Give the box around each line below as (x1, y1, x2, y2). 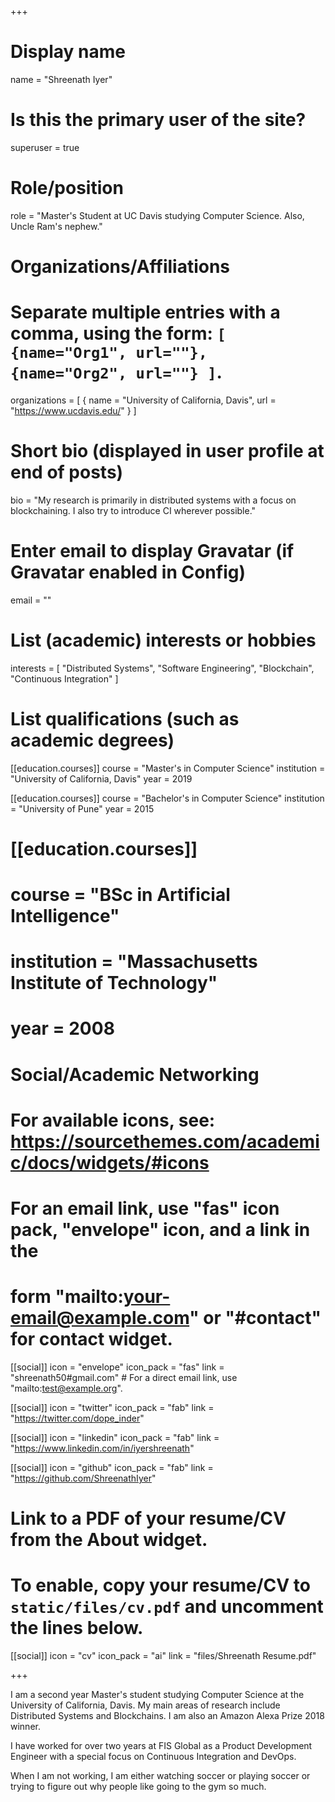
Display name (10, 41, 126, 63)
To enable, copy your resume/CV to (10, 1574, 311, 1597)
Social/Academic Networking (10, 1063, 260, 1086)
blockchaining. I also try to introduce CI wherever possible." (10, 504, 257, 516)
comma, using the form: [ (10, 322, 227, 345)
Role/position (10, 177, 124, 200)
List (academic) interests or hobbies (10, 629, 317, 651)
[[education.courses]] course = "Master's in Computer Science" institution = (10, 762, 326, 774)
